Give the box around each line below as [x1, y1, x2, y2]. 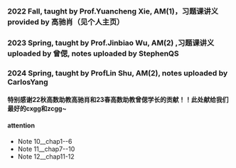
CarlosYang [7, 77, 48, 87]
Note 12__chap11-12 [17, 152, 75, 161]
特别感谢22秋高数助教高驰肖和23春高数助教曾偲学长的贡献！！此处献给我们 [7, 95, 229, 104]
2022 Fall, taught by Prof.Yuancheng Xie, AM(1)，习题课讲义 [7, 6, 219, 16]
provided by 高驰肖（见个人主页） [7, 16, 124, 26]
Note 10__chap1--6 [17, 137, 73, 145]
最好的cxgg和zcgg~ [7, 105, 67, 113]
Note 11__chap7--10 [17, 145, 75, 153]
